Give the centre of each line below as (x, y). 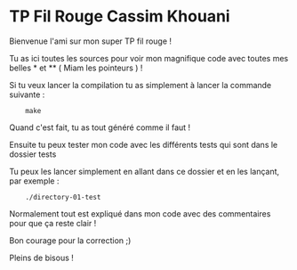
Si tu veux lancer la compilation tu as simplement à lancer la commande (140, 85)
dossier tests (33, 154)
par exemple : (34, 181)
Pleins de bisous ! (41, 258)
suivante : (27, 94)
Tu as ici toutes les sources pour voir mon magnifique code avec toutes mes (149, 58)
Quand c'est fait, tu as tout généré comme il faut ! (100, 127)
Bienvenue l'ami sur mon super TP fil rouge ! (90, 41)
